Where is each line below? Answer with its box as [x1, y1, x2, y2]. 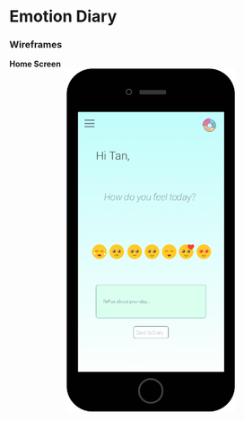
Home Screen [9, 58, 61, 69]
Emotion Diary [9, 6, 118, 27]
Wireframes [9, 39, 63, 51]
